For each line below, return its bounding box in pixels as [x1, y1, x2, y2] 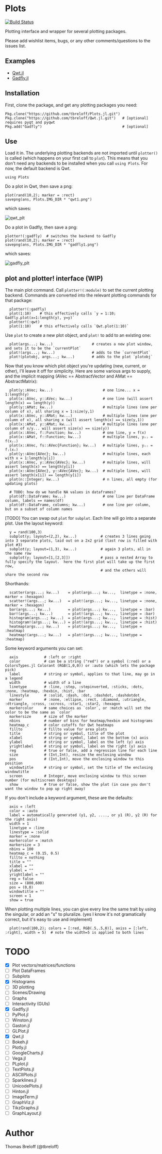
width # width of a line [9, 680, 81, 685]
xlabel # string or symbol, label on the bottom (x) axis [9, 736, 149, 741]
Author [5, 1128, 34, 1138]
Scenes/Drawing [12, 989, 46, 995]
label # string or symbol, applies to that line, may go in [9, 672, 155, 677]
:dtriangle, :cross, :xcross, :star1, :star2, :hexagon [5, 702, 120, 707]
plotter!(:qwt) [9, 320, 40, 325]
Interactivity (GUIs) [12, 1001, 50, 1006]
